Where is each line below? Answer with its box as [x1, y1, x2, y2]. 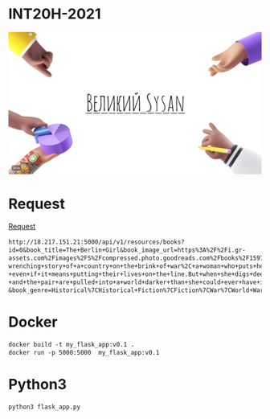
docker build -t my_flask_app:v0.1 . [8, 340, 135, 348]
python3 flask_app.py [8, 403, 81, 411]
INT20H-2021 [8, 5, 102, 23]
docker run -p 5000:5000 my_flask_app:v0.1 [8, 348, 160, 356]
